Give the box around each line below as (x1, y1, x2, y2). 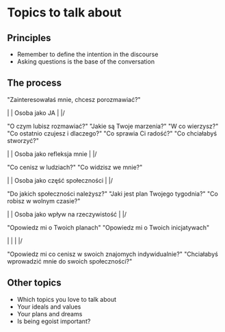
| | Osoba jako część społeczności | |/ (7, 176, 114, 184)
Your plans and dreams (16, 309, 83, 318)
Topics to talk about (7, 5, 122, 21)
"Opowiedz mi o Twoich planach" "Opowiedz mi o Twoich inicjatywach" (7, 223, 210, 231)
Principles (7, 32, 51, 44)
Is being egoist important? (16, 317, 91, 325)
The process (7, 77, 62, 89)
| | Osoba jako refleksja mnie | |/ (7, 149, 97, 158)
